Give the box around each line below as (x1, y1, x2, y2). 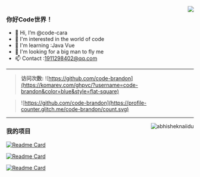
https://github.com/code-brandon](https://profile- (24, 99, 147, 106)
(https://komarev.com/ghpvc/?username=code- (20, 81, 138, 88)
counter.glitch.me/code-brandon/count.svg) (20, 106, 129, 113)
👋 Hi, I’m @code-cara (14, 29, 68, 36)
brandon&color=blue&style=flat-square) (20, 88, 119, 95)
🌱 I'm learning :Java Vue (14, 42, 75, 49)
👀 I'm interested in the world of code (14, 36, 105, 43)
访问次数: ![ (20, 75, 49, 82)
